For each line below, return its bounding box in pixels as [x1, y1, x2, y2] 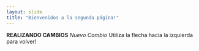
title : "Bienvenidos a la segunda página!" [6, 15, 119, 21]
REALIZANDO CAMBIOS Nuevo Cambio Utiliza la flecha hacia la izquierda [6, 31, 193, 38]
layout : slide [6, 8, 43, 15]
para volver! [6, 38, 37, 45]
